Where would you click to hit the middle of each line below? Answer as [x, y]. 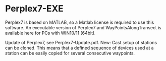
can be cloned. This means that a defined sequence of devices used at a [80, 48]
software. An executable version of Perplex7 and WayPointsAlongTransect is [83, 27]
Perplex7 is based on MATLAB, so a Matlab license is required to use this [80, 22]
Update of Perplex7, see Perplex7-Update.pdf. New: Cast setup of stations [81, 42]
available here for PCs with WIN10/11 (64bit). [50, 33]
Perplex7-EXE [34, 9]
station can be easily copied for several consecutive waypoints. [70, 53]
